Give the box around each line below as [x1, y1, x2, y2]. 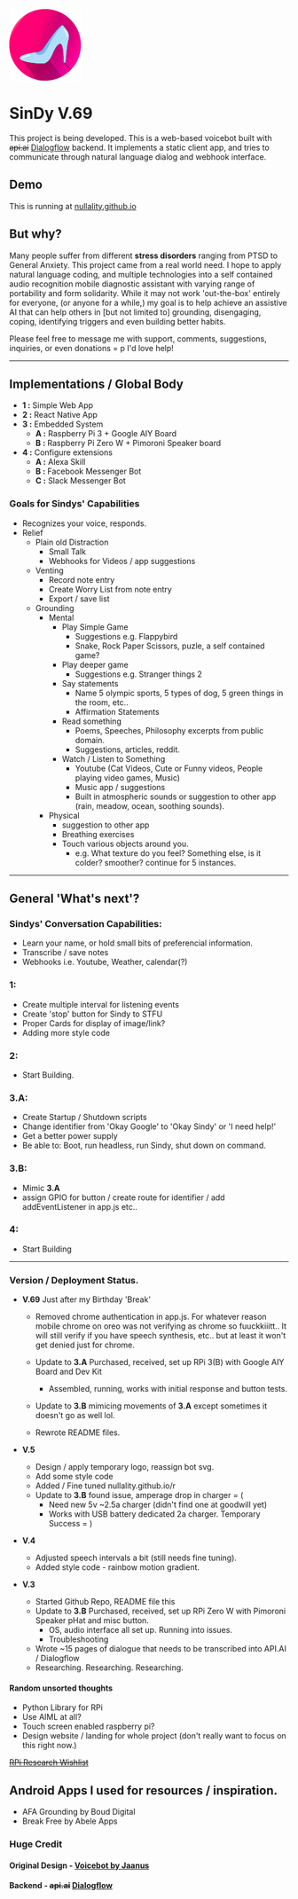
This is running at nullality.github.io [9, 200, 137, 211]
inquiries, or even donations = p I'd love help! [9, 342, 175, 353]
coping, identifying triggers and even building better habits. [9, 316, 226, 326]
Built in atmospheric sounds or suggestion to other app [74, 791, 277, 802]
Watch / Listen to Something [61, 753, 166, 764]
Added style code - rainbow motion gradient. [35, 1562, 200, 1573]
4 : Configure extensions [21, 447, 114, 458]
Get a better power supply [21, 1131, 118, 1142]
